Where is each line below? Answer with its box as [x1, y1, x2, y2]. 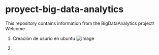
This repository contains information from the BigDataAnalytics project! [5, 20, 154, 26]
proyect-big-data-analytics [5, 4, 124, 15]
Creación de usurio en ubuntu [12, 35, 75, 41]
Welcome [5, 25, 25, 31]
